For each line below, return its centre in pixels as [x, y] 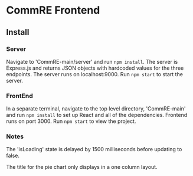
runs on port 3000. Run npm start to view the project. [71, 121]
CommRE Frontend [53, 10]
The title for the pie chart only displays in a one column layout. [82, 167]
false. [13, 156]
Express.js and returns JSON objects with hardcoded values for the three [95, 68]
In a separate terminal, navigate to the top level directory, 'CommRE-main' [96, 109]
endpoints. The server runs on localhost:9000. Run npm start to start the [94, 74]
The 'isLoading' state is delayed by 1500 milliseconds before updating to [94, 149]
